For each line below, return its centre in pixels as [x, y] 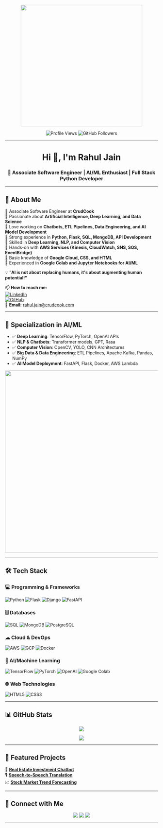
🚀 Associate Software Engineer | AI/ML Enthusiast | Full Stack [81, 172]
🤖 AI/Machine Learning [33, 661]
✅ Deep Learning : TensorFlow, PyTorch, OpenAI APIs [65, 336]
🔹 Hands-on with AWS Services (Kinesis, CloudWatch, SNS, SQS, [72, 247]
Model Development [26, 232]
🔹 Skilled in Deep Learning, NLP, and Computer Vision [60, 242]
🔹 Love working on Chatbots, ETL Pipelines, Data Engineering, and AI [75, 227]
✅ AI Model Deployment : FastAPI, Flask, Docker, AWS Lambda [75, 363]
